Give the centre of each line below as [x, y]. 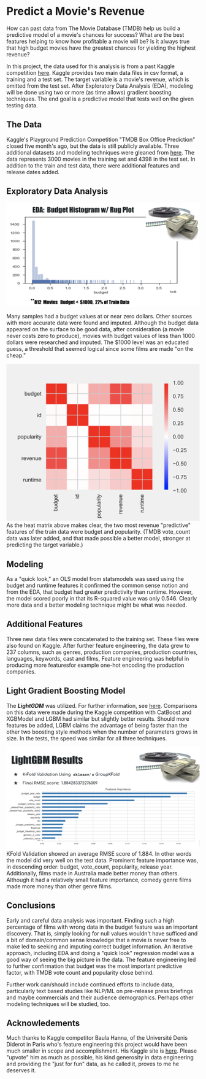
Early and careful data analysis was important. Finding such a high [90, 920]
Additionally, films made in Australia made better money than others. [93, 873]
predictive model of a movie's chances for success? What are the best [95, 34]
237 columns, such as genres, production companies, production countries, [102, 652]
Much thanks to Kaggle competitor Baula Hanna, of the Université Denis [97, 1038]
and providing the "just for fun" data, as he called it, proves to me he [93, 1064]
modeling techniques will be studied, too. [58, 1004]
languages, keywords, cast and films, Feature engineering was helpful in [98, 658]
